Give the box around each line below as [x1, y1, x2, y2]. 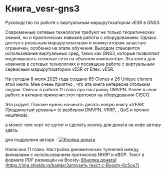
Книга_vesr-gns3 [5, 3, 80, 14]
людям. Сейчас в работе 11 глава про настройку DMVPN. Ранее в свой [5, 86, 157, 92]
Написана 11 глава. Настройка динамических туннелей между [5, 146, 139, 152]
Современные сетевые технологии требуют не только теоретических [5, 29, 155, 35]
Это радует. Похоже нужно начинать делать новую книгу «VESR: [5, 101, 144, 107]
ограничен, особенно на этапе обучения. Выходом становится [5, 45, 140, 51]
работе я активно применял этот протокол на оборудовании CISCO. [5, 92, 151, 98]
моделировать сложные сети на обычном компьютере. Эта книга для [5, 55, 155, 61]
